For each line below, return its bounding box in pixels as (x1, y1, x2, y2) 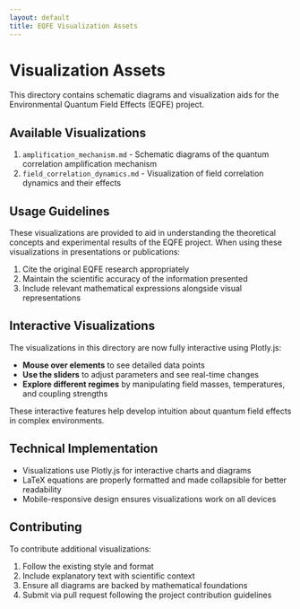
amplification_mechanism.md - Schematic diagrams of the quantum (21, 149, 270, 160)
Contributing (9, 519, 82, 535)
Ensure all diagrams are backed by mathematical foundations (21, 579, 248, 590)
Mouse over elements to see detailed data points (21, 360, 206, 370)
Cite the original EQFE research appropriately (21, 264, 190, 274)
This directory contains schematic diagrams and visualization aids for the (9, 90, 279, 100)
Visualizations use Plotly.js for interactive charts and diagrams (21, 465, 252, 475)
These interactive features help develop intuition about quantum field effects (9, 405, 292, 416)
